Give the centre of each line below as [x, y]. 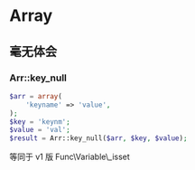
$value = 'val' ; [40, 130]
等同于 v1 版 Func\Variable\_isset [70, 157]
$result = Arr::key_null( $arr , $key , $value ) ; [98, 138]
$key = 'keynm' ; [40, 122]
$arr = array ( [36, 96]
